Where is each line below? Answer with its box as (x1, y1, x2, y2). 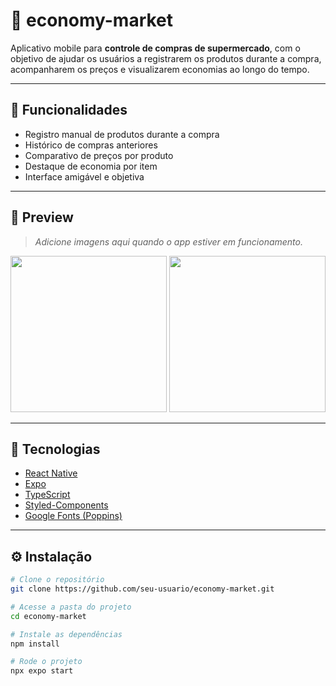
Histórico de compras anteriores (24, 139, 158, 151)
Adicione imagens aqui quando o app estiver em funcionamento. (34, 235, 303, 248)
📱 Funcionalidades (10, 102, 128, 119)
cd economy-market (10, 611, 87, 621)
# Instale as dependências (10, 629, 123, 639)
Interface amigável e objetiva (24, 170, 145, 183)
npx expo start (10, 666, 74, 676)
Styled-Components (24, 499, 109, 511)
